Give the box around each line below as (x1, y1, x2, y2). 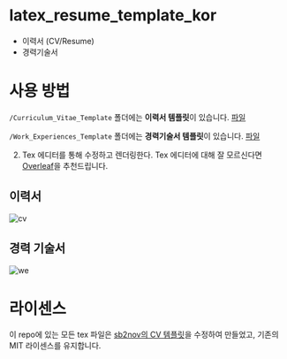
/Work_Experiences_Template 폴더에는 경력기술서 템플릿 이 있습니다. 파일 (9, 130, 261, 141)
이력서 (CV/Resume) (21, 35, 94, 46)
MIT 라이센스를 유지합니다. (9, 340, 102, 351)
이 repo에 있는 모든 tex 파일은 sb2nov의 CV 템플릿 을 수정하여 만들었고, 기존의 (9, 329, 280, 340)
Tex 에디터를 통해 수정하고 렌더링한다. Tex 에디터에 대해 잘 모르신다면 (21, 149, 262, 160)
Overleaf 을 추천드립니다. (21, 160, 109, 171)
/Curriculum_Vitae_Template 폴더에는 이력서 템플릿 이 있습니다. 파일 (9, 111, 246, 122)
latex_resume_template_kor (9, 5, 217, 26)
